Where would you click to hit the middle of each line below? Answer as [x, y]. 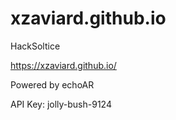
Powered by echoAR [52, 84]
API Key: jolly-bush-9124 [61, 104]
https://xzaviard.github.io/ [63, 65]
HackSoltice [35, 46]
